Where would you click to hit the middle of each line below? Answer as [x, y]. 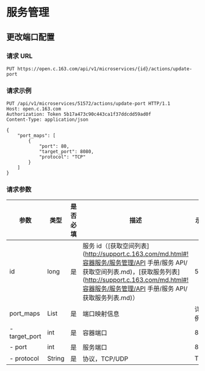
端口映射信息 [101, 314]
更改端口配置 [31, 37]
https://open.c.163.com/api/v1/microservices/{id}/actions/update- [105, 69]
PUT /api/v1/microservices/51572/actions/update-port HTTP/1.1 [88, 104]
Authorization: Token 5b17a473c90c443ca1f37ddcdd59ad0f [79, 114]
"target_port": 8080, [67, 152]
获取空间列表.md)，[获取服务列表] [131, 272]
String [56, 359]
